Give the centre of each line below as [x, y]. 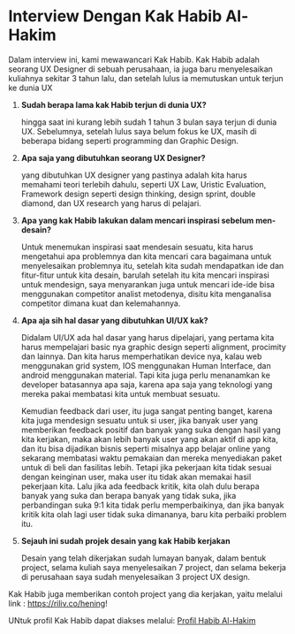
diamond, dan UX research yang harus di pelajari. [111, 203]
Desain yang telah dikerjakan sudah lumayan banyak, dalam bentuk [144, 558]
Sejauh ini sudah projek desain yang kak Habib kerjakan [125, 540]
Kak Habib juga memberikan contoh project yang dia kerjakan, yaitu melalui [146, 593]
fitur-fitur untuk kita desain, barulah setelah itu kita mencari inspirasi [145, 275]
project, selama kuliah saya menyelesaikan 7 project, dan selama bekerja [153, 567]
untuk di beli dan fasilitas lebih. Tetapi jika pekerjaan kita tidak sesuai [146, 467]
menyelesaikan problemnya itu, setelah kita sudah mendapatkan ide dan [152, 265]
